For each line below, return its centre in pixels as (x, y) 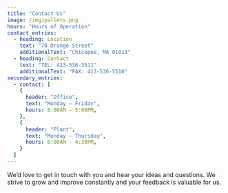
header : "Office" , (52, 98)
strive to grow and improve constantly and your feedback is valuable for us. (114, 182)
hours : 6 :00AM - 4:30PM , (61, 143)
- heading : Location (43, 39)
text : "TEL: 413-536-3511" (58, 65)
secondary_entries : (35, 78)
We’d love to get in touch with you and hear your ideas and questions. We (111, 174)
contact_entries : (32, 33)
